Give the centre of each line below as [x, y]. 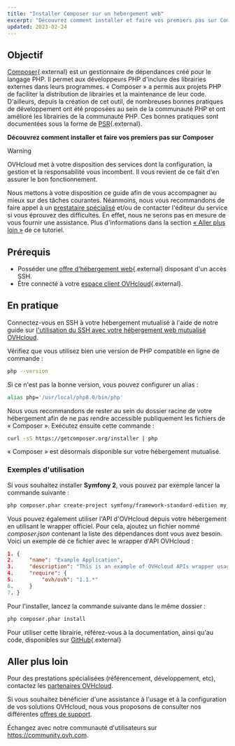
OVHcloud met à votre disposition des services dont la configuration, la [110, 164]
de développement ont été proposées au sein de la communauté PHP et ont [116, 109]
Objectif [25, 55]
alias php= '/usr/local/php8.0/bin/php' [65, 397]
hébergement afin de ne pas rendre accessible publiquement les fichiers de [116, 418]
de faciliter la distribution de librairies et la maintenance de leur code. [107, 94]
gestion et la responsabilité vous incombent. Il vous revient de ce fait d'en [113, 172]
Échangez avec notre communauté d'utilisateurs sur [82, 728]
